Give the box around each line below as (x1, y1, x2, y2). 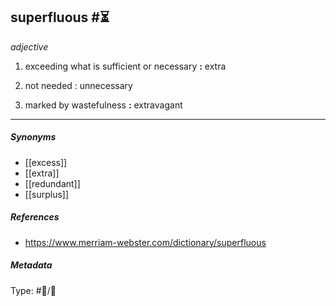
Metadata (10, 259, 53, 271)
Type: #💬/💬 (10, 284, 57, 296)
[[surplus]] (24, 188, 70, 200)
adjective (10, 40, 49, 53)
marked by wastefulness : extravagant (24, 99, 183, 111)
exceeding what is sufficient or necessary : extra (24, 60, 227, 72)
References (10, 211, 60, 223)
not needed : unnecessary (24, 79, 133, 91)
